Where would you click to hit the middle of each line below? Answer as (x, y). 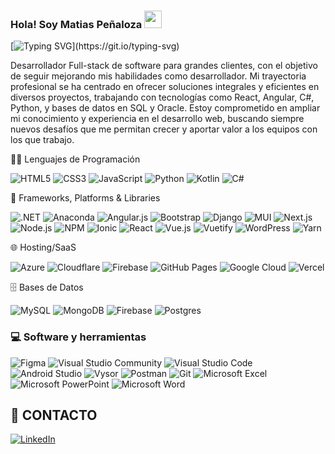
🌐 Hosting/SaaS (43, 247)
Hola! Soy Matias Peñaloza (76, 24)
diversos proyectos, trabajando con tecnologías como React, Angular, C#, (162, 97)
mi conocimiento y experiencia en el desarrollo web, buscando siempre (157, 119)
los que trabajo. (42, 140)
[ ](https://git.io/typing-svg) (95, 46)
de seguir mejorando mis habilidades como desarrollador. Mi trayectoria (158, 76)
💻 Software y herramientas (78, 337)
